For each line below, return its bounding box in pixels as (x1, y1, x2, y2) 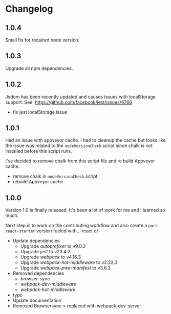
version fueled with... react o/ (36, 228, 99, 234)
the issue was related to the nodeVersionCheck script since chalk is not (5, 142, 153, 149)
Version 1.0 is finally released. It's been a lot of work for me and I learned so (5, 207, 165, 213)
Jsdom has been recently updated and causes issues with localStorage (5, 93, 156, 100)
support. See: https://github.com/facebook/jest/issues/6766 (5, 99, 132, 105)
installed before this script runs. (5, 148, 73, 154)
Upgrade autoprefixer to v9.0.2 (20, 243, 86, 249)
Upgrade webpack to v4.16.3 (20, 254, 81, 260)
